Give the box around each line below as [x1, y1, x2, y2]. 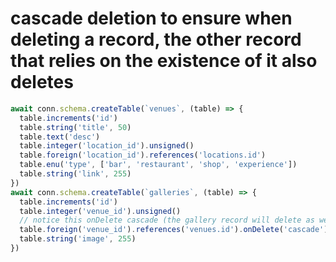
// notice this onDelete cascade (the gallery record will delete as [19, 215, 315, 226]
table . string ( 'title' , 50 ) [19, 122, 132, 132]
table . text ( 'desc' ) [19, 132, 101, 142]
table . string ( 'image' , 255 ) [19, 234, 137, 244]
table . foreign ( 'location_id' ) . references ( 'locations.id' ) [19, 150, 267, 161]
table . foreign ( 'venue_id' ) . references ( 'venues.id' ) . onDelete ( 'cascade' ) [19, 225, 329, 235]
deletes [10, 71, 74, 94]
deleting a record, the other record [10, 28, 302, 51]
